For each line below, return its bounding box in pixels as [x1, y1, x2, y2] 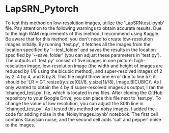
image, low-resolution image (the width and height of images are [27, 63, 163, 69]
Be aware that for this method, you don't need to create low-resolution [5, 36, 153, 42]
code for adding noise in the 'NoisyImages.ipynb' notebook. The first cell [5, 111, 158, 117]
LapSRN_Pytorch [5, 3, 79, 15]
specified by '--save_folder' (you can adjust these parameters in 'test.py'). [5, 52, 161, 58]
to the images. [5, 122, 36, 128]
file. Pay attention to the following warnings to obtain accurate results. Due [5, 25, 162, 31]
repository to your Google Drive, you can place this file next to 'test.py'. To [5, 95, 161, 101]
